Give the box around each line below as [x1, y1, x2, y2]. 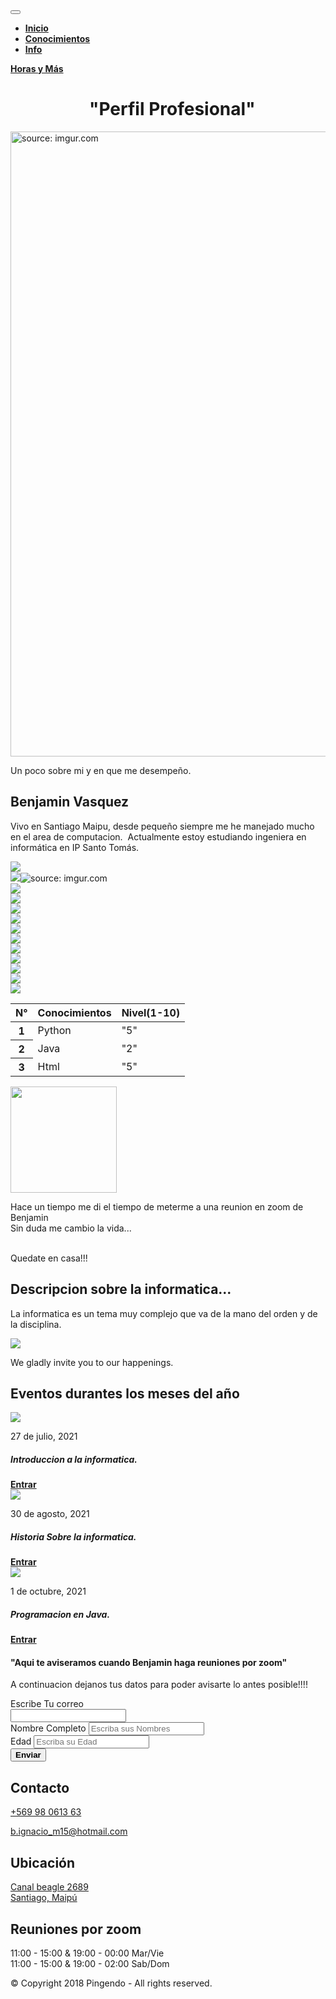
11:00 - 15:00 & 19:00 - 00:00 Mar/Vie [10, 1947, 165, 1959]
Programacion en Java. [10, 1608, 111, 1620]
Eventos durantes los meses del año [10, 1385, 240, 1402]
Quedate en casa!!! [10, 1252, 88, 1264]
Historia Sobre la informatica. [10, 1530, 137, 1543]
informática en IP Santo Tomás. [10, 841, 140, 853]
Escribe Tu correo [10, 1698, 84, 1710]
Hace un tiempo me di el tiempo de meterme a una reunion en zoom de [10, 1200, 304, 1213]
